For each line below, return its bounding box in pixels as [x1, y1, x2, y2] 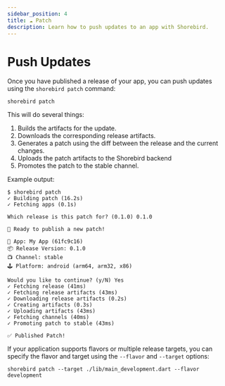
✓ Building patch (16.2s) [7, 195, 83, 202]
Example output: [7, 175, 55, 184]
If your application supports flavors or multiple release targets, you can [7, 344, 213, 353]
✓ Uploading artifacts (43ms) [7, 308, 96, 315]
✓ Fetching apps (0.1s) [7, 201, 77, 208]
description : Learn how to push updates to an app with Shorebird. [7, 23, 210, 30]
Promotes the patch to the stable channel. [17, 161, 139, 170]
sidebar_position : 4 [7, 10, 68, 18]
